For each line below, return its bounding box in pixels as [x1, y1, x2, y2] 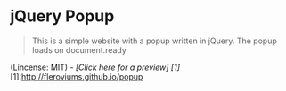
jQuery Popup [10, 6, 115, 27]
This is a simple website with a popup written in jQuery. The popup [31, 35, 277, 46]
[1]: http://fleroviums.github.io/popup [10, 71, 143, 81]
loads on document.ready [31, 44, 127, 55]
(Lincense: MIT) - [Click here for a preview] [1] [10, 62, 181, 72]
